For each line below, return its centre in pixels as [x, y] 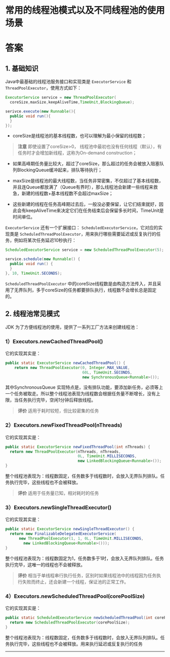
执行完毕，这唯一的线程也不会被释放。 [45, 564]
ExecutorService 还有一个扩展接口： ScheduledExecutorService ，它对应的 [82, 228]
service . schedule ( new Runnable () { [43, 259]
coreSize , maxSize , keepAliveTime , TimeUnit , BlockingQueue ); [72, 102]
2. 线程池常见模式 [32, 314]
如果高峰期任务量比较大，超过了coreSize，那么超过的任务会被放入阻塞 [86, 164]
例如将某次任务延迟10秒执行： [45, 240]
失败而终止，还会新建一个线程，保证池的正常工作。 [75, 581]
